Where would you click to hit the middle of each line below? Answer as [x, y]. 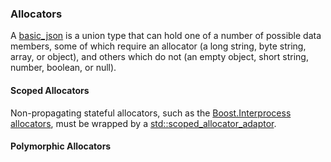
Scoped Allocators [50, 90]
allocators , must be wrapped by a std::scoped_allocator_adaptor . [143, 123]
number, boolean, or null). [63, 68]
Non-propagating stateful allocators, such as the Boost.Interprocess [151, 113]
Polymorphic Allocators [61, 146]
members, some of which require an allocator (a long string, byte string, [158, 46]
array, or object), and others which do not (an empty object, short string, [159, 57]
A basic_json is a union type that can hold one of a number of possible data [166, 36]
